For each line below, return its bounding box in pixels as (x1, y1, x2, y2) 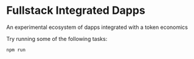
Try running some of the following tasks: (6, 35, 108, 42)
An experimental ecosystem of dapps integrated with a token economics (6, 23, 189, 31)
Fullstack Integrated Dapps (6, 4, 146, 17)
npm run (6, 46, 26, 53)
